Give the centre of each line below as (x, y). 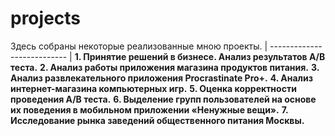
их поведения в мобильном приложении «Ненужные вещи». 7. (149, 109)
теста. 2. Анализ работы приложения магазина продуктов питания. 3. (165, 67)
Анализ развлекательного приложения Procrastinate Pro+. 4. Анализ (161, 78)
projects (46, 18)
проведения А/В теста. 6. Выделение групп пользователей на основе (163, 99)
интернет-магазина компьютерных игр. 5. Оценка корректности (153, 88)
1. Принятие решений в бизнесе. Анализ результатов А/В (200, 56)
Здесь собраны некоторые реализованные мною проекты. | (139, 46)
